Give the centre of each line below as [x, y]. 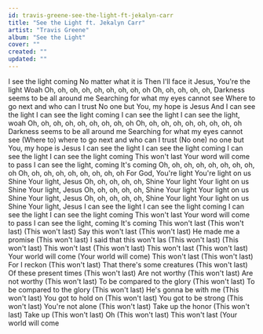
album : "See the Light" [47, 37]
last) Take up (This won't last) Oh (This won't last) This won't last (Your [123, 314]
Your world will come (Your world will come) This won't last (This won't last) [131, 256]
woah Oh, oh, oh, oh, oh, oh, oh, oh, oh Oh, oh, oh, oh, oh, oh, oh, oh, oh [125, 123]
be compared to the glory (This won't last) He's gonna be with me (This [124, 289]
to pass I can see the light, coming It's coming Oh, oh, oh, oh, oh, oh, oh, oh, [131, 165]
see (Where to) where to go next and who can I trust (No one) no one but [126, 140]
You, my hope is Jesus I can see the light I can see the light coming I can [126, 148]
